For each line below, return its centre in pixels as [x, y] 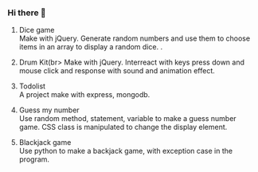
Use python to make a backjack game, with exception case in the [125, 151]
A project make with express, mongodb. [84, 95]
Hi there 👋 [27, 13]
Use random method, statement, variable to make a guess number [127, 119]
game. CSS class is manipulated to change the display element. [123, 127]
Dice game [37, 30]
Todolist [32, 86]
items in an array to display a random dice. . [91, 47]
